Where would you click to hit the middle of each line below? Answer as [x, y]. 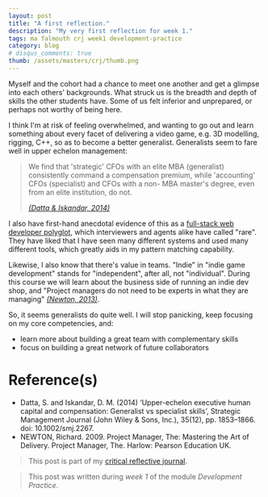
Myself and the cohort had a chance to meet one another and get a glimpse [134, 84]
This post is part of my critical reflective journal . [108, 461]
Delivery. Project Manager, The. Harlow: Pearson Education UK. [126, 445]
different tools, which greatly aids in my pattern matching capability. [121, 249]
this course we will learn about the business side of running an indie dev [128, 282]
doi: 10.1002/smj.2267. [57, 428]
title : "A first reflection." [59, 23]
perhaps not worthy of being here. [65, 109]
